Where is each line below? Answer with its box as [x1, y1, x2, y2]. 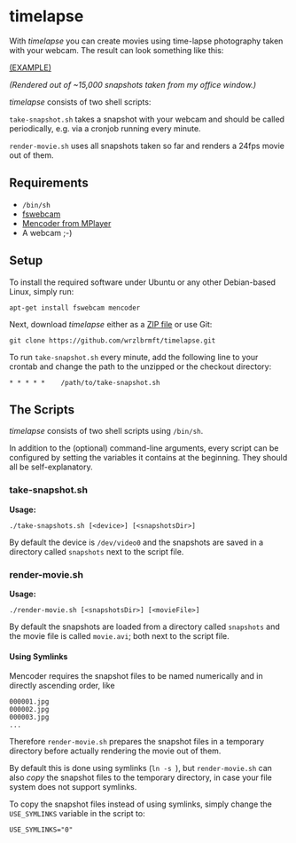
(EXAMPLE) [9, 62, 51, 73]
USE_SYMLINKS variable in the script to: [9, 808, 145, 819]
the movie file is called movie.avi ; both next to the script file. [9, 630, 230, 641]
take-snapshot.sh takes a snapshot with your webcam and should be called [9, 114, 285, 124]
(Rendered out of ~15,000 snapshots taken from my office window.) [9, 79, 257, 90]
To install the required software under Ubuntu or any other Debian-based [9, 277, 277, 288]
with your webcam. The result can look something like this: [9, 44, 224, 55]
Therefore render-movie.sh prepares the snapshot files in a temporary [9, 737, 264, 747]
